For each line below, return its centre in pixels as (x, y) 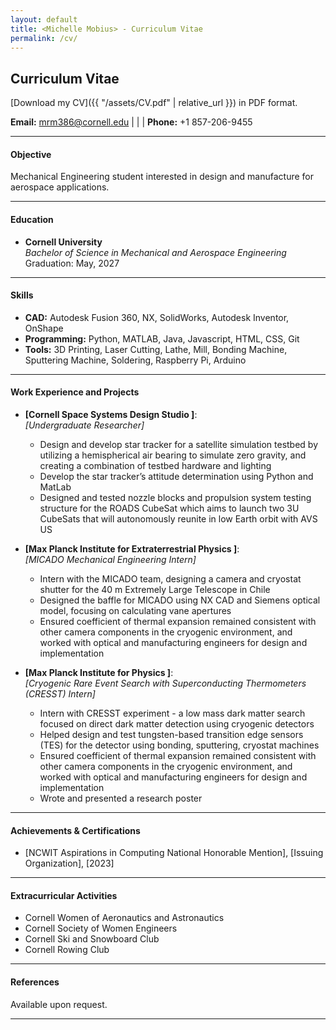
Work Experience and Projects (75, 392)
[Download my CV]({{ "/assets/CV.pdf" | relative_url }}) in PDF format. (154, 103)
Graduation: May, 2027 (72, 263)
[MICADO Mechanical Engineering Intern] (110, 559)
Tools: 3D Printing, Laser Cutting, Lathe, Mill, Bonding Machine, (156, 349)
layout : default (44, 19)
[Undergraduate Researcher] (84, 425)
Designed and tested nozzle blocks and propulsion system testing (175, 497)
